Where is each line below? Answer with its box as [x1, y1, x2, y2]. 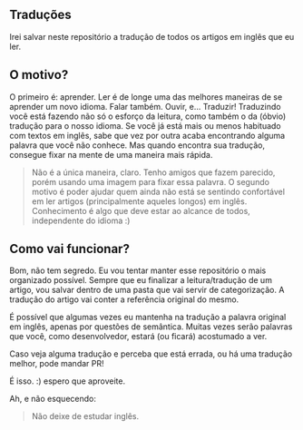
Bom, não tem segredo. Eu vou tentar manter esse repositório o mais [9, 265, 267, 276]
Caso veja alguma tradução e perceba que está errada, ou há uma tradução [9, 348, 293, 359]
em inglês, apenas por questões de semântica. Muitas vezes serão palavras [9, 321, 293, 332]
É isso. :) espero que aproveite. [9, 376, 125, 386]
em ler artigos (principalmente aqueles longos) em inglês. [31, 195, 248, 207]
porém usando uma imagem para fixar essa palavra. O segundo [31, 176, 270, 187]
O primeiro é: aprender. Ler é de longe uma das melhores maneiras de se [9, 91, 283, 103]
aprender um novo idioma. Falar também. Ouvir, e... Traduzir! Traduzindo [9, 101, 281, 112]
